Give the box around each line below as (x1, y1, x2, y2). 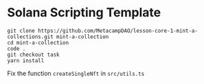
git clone (7, 27, 36, 34)
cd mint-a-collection (7, 39, 69, 46)
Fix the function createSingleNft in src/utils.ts (7, 69, 145, 77)
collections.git (7, 33, 54, 40)
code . (7, 45, 26, 52)
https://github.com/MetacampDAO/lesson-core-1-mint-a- (37, 27, 198, 34)
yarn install (7, 57, 45, 64)
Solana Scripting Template (7, 5, 161, 20)
